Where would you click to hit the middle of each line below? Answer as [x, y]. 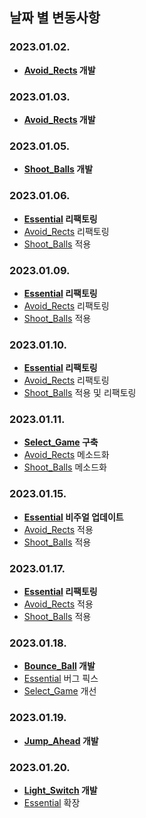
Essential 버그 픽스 [61, 679]
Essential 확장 [52, 802]
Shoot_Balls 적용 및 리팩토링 [80, 393]
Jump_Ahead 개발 [61, 740]
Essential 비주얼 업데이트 [73, 517]
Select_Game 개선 [60, 691]
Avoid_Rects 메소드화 [66, 455]
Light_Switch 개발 [60, 790]
